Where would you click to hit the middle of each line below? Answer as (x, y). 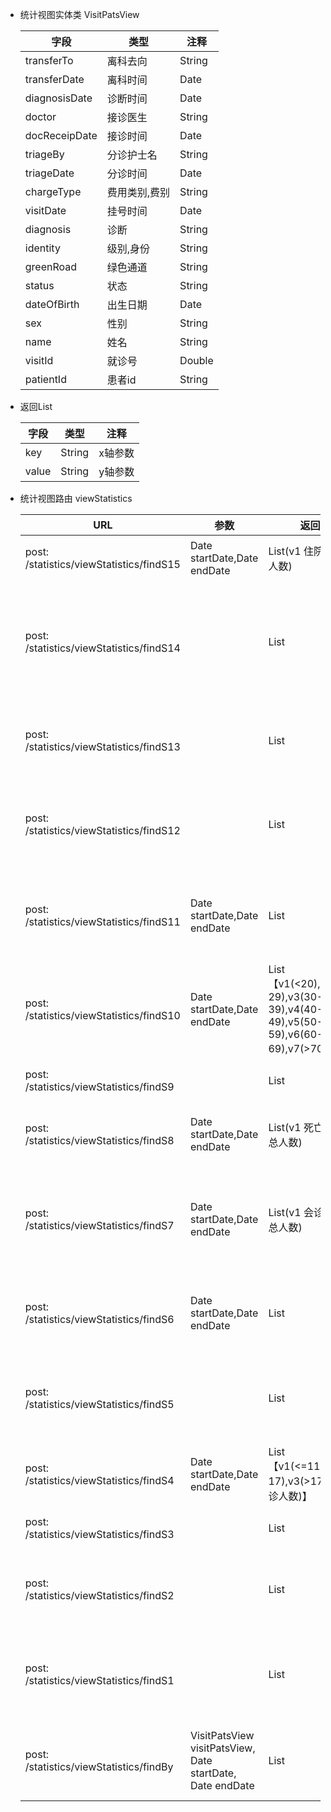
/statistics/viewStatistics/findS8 (99, 1140)
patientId (45, 379)
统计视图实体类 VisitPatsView (79, 14)
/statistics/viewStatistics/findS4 (99, 1480)
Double (196, 360)
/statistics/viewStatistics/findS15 (102, 564)
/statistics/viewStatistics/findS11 (102, 921)
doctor (40, 116)
